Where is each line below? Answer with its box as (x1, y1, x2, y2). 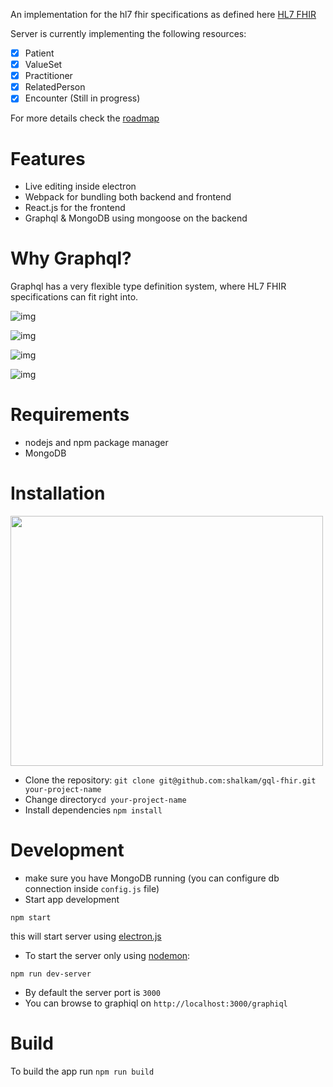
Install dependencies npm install (24, 804, 163, 816)
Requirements (10, 404, 130, 426)
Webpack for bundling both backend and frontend (24, 191, 232, 203)
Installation (10, 482, 106, 505)
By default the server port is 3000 (24, 987, 162, 998)
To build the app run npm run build (10, 1065, 155, 1077)
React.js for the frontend (24, 202, 126, 214)
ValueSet (24, 59, 63, 71)
